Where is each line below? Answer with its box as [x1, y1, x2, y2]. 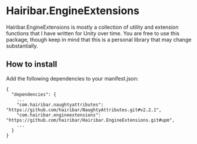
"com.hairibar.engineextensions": [16, 112, 101, 118]
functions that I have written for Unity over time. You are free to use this [6, 29, 180, 36]
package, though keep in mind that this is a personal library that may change [6, 36, 192, 43]
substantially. [6, 42, 38, 49]
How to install [6, 59, 58, 69]
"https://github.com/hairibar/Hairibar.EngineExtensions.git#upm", [6, 117, 175, 123]
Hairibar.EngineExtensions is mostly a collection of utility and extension [6, 24, 179, 31]
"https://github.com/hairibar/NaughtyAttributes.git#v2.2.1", [6, 107, 162, 113]
